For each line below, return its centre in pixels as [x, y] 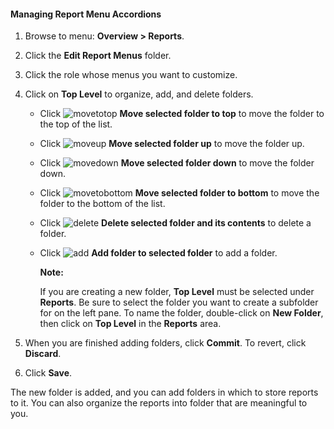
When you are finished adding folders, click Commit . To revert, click [165, 343]
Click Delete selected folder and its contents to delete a [175, 223]
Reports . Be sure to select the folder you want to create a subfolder [179, 302]
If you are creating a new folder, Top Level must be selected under [177, 292]
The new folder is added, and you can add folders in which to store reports [164, 392]
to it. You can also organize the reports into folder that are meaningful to [159, 403]
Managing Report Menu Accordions [86, 14]
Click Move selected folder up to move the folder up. [172, 144]
